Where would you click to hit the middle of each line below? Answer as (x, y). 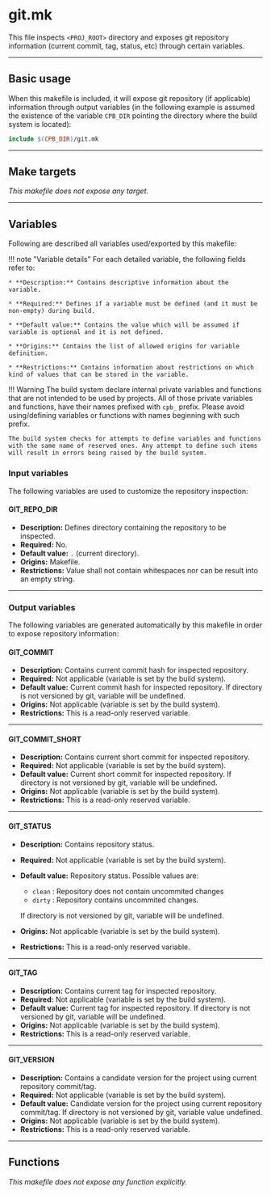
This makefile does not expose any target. (79, 191)
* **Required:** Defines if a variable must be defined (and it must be (133, 304)
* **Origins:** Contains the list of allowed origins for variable (124, 346)
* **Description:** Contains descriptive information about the (119, 283)
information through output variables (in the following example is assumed (132, 107)
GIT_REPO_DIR (33, 509)
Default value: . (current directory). (79, 553)
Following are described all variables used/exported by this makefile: (123, 243)
